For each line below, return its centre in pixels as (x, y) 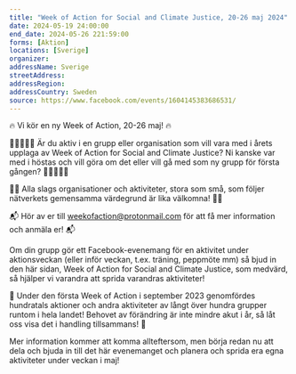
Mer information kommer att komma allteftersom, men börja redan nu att (141, 341)
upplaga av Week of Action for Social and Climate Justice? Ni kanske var (142, 153)
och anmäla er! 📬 (42, 230)
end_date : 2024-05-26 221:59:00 (69, 34)
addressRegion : (37, 84)
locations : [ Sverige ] (49, 51)
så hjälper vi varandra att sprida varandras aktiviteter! (107, 279)
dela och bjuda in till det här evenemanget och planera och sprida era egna (147, 351)
